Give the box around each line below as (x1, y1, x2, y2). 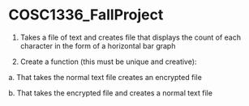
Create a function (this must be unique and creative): (19, 57, 197, 66)
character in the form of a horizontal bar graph (19, 40, 176, 50)
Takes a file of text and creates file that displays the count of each (19, 32, 242, 42)
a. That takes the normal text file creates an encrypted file (8, 72, 203, 82)
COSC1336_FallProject (8, 6, 164, 24)
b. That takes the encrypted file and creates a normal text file (8, 87, 213, 98)
